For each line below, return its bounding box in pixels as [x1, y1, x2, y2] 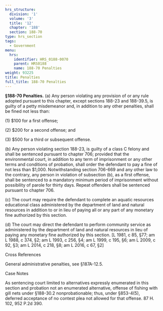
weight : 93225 [5, 70, 34, 75]
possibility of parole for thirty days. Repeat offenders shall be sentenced [5, 182, 150, 188]
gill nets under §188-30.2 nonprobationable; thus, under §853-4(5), [5, 290, 140, 296]
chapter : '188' [9, 25, 40, 30]
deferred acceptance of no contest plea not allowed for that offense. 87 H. [5, 295, 154, 301]
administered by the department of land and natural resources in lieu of [5, 226, 148, 232]
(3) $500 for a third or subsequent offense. [5, 137, 91, 142]
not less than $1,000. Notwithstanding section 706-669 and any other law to [5, 166, 158, 173]
